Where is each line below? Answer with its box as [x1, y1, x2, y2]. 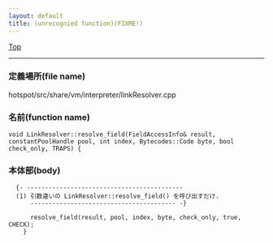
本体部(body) [8, 165, 61, 177]
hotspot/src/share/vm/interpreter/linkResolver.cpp [8, 90, 176, 100]
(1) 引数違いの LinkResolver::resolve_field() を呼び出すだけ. [15, 192, 219, 201]
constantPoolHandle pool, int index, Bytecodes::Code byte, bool [8, 138, 234, 146]
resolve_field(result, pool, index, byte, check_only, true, [29, 214, 242, 222]
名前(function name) [8, 111, 91, 122]
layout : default [8, 11, 63, 20]
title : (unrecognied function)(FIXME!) [8, 19, 144, 28]
